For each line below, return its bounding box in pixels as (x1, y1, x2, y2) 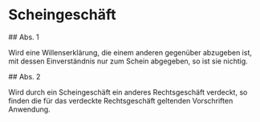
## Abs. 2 (8, 71, 41, 81)
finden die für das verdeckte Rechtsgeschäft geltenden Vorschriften (8, 96, 234, 105)
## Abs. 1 (8, 32, 39, 42)
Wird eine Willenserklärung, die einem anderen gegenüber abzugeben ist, (8, 47, 253, 57)
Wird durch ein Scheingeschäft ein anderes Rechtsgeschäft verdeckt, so (8, 87, 248, 97)
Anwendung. (8, 104, 51, 114)
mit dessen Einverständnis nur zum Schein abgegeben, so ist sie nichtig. (8, 56, 249, 66)
